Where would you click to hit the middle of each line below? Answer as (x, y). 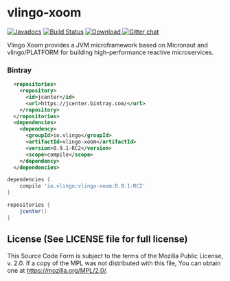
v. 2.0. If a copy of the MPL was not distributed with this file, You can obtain (114, 263)
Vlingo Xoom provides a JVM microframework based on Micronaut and (107, 45)
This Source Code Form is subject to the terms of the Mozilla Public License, (115, 256)
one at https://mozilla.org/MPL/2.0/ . (58, 270)
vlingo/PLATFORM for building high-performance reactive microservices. (111, 52)
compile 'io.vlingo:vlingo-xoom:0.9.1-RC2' (83, 186)
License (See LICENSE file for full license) (97, 239)
